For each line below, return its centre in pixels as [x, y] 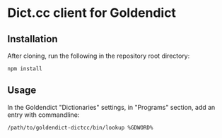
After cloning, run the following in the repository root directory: [99, 56]
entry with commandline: [43, 115]
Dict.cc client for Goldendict [92, 13]
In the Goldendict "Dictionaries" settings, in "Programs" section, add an [111, 107]
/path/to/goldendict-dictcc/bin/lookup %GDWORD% [80, 127]
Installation [33, 39]
